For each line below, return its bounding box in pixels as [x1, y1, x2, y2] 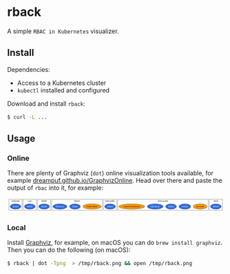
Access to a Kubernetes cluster [17, 79, 107, 87]
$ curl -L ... [7, 113, 48, 121]
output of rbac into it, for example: [7, 184, 104, 192]
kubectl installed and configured [17, 86, 110, 94]
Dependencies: [7, 65, 50, 73]
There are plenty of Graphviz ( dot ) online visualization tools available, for [7, 169, 213, 177]
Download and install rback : [7, 99, 86, 108]
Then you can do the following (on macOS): [7, 246, 131, 254]
